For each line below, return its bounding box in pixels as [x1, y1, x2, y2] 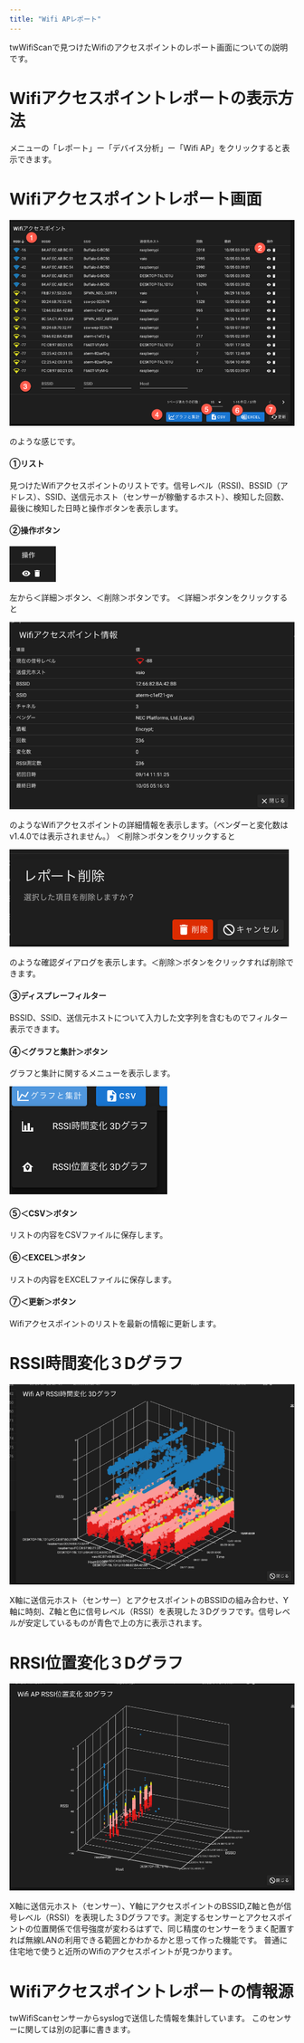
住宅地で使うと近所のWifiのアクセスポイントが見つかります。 [9, 1946, 237, 1957]
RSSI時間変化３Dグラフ [9, 1353, 184, 1373]
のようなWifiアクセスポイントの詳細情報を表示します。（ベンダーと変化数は [9, 819, 289, 830]
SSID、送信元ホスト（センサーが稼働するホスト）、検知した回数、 [44, 491, 290, 502]
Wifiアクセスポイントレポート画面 [9, 188, 262, 209]
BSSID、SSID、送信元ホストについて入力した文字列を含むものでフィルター [9, 1012, 289, 1022]
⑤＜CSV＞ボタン [9, 1208, 78, 1219]
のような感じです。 [9, 435, 81, 447]
